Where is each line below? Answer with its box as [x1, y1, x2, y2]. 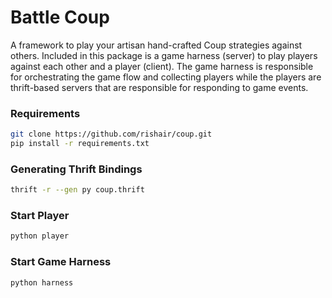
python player [10, 231, 70, 241]
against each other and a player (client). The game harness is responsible [10, 60, 314, 72]
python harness [10, 277, 74, 288]
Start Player [10, 209, 70, 223]
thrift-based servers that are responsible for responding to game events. [10, 81, 309, 93]
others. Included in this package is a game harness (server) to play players [10, 49, 318, 61]
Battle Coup [10, 6, 110, 29]
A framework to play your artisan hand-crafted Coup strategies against [10, 39, 303, 51]
